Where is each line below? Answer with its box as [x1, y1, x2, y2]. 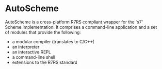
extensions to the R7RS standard [12, 59, 78, 65]
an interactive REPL [12, 49, 51, 55]
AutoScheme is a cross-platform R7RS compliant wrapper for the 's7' [5, 19, 143, 25]
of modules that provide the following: [5, 29, 81, 35]
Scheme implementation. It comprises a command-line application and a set [5, 24, 157, 30]
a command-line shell [12, 54, 56, 60]
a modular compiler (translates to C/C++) [12, 38, 95, 44]
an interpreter [12, 44, 40, 50]
